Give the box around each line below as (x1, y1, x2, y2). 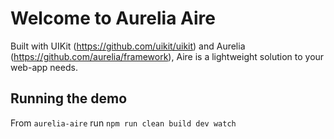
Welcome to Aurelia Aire (10, 7, 216, 30)
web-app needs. (10, 61, 78, 73)
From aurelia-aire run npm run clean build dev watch (10, 117, 237, 129)
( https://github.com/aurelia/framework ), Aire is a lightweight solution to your (10, 50, 325, 62)
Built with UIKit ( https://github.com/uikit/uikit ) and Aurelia (10, 40, 246, 52)
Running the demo (10, 90, 128, 107)
